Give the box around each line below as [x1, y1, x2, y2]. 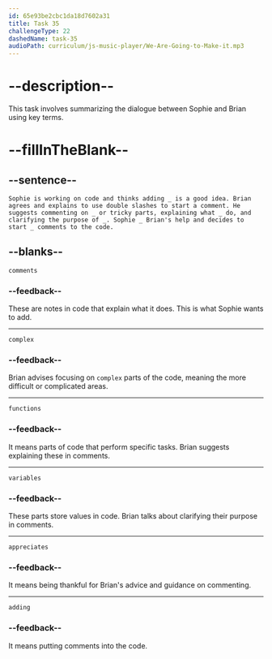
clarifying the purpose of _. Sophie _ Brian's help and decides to [8, 216, 244, 224]
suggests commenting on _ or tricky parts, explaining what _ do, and [8, 209, 252, 218]
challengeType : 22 [8, 27, 70, 35]
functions [8, 405, 42, 413]
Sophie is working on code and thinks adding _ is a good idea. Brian [8, 195, 252, 203]
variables [8, 474, 42, 482]
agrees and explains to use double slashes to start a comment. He [8, 202, 241, 210]
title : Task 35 [8, 19, 60, 28]
